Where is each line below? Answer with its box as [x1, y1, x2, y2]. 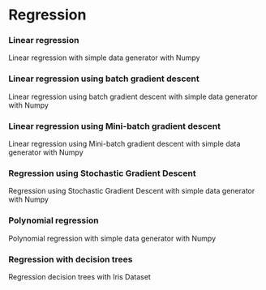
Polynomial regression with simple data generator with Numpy [8, 233, 217, 243]
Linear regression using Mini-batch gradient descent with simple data [8, 139, 241, 149]
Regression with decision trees [8, 254, 133, 265]
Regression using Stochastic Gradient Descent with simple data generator [8, 186, 255, 196]
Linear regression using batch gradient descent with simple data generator [8, 92, 258, 101]
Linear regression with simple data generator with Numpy [8, 53, 200, 62]
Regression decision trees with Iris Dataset [8, 271, 152, 281]
